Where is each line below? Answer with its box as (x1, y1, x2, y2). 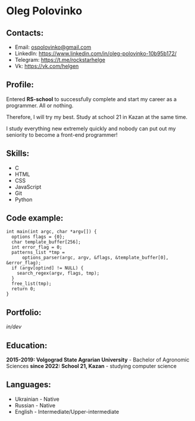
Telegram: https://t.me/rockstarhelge (14, 56, 106, 63)
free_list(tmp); (11, 281, 52, 287)
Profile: (6, 80, 34, 90)
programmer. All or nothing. (6, 102, 74, 109)
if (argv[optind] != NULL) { (11, 265, 84, 271)
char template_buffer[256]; (11, 239, 81, 245)
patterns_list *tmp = (11, 250, 65, 256)
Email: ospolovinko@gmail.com (14, 43, 92, 51)
